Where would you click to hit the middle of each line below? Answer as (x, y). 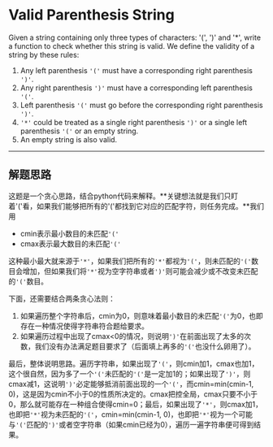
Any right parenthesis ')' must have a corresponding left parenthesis (136, 88)
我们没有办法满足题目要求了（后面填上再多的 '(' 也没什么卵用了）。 (145, 346)
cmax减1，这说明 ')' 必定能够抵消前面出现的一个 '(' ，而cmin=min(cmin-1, (131, 384)
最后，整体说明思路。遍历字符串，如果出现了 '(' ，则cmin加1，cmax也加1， (134, 363)
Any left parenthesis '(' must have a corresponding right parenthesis (136, 70)
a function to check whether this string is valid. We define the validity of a (132, 46)
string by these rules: (44, 54)
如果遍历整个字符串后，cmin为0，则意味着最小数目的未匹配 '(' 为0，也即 (141, 315)
